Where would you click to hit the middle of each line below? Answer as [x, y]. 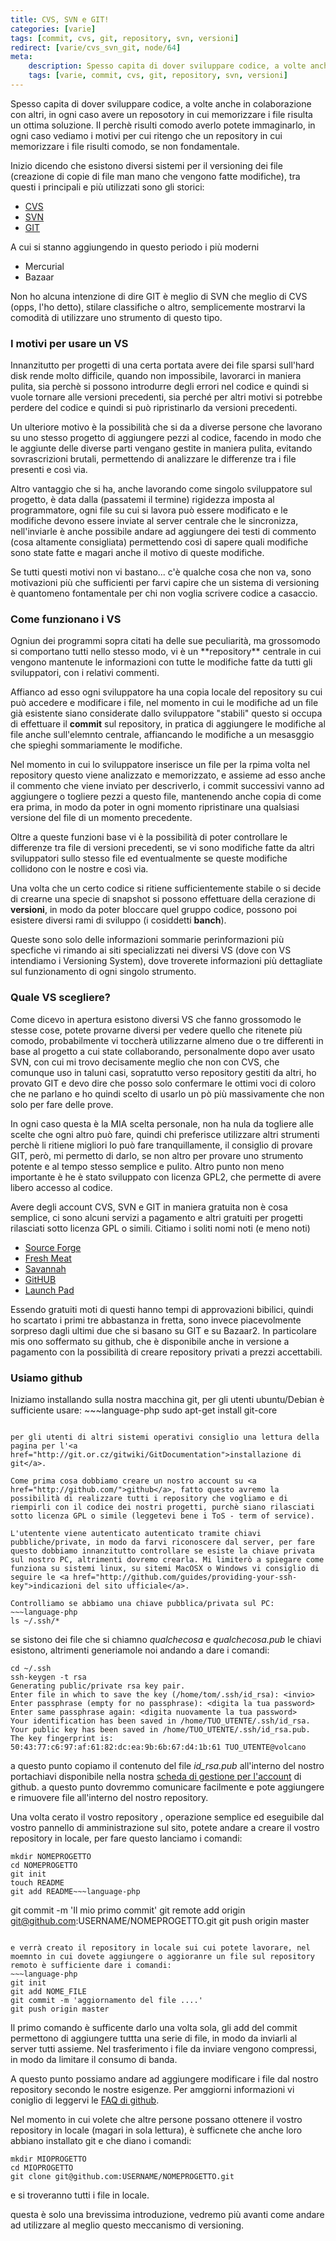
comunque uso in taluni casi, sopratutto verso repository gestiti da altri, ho [163, 1072]
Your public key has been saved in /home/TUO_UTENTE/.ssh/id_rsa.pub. [160, 1730]
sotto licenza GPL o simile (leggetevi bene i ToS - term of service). [162, 1516]
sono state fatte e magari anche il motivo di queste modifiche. [137, 553]
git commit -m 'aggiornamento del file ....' [106, 2001]
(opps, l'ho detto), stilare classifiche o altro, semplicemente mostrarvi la [158, 307]
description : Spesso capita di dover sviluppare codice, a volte [167, 66]
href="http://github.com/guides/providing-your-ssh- [185, 1577]
